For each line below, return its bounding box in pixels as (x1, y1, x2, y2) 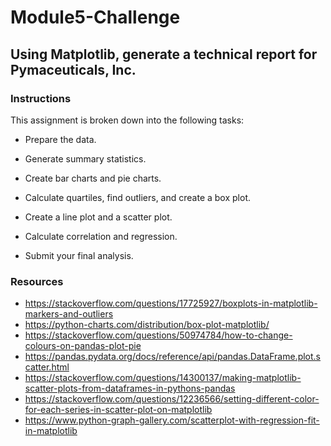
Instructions (10, 91, 72, 105)
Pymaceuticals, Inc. (10, 61, 137, 78)
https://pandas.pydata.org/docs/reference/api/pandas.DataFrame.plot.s (24, 351, 322, 363)
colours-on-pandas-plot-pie (24, 340, 142, 352)
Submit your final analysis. (24, 249, 134, 261)
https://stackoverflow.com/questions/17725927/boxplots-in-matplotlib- (24, 297, 318, 310)
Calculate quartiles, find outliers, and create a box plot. (24, 191, 251, 203)
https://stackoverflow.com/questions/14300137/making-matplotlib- (24, 372, 302, 384)
